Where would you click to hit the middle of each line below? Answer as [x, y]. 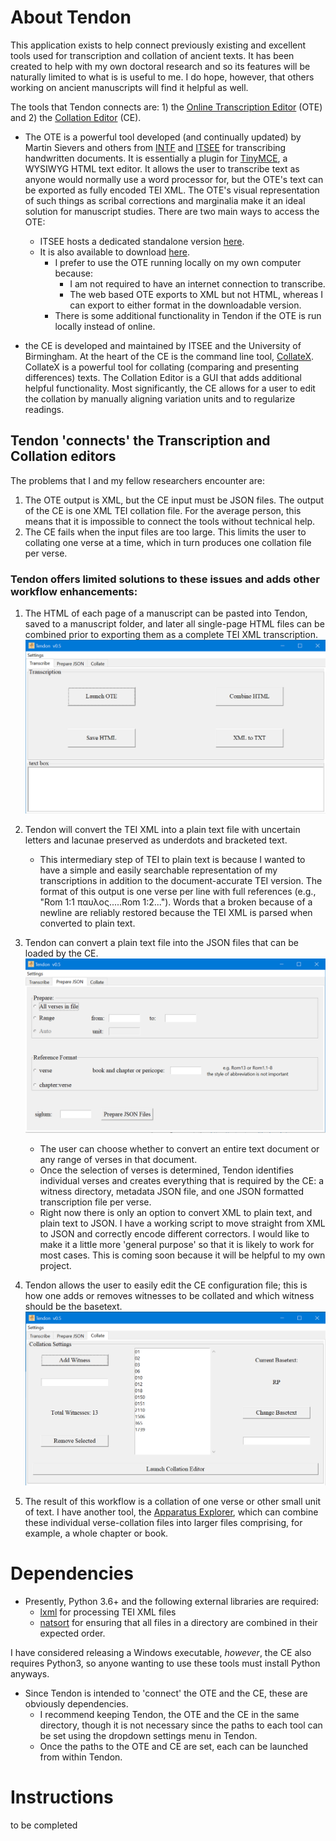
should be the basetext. [73, 1306]
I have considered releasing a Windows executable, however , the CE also [161, 1652]
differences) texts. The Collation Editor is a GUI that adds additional [163, 377]
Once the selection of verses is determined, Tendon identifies [166, 1170]
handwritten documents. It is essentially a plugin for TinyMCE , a [156, 158]
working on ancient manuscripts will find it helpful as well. [129, 87]
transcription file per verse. [95, 1202]
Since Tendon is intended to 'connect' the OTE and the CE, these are [166, 1693]
